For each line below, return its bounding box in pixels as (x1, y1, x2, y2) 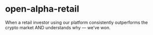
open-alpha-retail (5, 3, 79, 15)
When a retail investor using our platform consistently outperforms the (5, 19, 148, 25)
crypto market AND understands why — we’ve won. (5, 24, 111, 30)
